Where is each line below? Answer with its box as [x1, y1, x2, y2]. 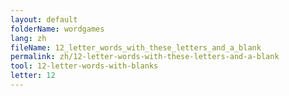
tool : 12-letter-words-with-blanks [10, 61, 159, 71]
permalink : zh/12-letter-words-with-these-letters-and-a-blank [10, 52, 280, 62]
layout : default [10, 14, 78, 25]
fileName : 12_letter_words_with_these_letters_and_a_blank [10, 42, 262, 53]
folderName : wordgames [10, 24, 105, 34]
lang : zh [10, 33, 47, 43]
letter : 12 [10, 71, 56, 81]
